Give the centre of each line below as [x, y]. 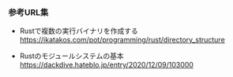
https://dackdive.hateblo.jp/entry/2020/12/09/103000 [106, 65]
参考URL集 [28, 12]
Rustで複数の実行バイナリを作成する [79, 31]
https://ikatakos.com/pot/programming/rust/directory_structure [122, 40]
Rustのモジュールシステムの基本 [71, 56]
